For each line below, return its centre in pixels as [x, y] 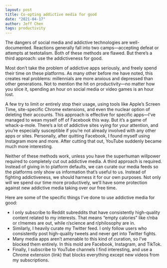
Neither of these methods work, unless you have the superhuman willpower [83, 156]
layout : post [19, 10]
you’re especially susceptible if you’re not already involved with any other [81, 131]
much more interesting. [29, 146]
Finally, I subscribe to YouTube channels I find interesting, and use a [82, 250]
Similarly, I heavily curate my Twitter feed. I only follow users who [80, 228]
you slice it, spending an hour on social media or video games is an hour [80, 89]
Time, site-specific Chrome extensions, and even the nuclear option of [78, 110]
